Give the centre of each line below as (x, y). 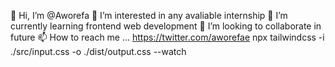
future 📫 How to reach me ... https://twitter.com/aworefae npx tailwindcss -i (167, 37)
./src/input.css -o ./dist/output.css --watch (98, 51)
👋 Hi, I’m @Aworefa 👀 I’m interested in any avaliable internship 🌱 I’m (149, 15)
